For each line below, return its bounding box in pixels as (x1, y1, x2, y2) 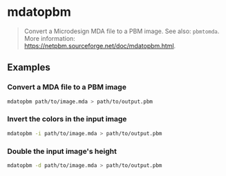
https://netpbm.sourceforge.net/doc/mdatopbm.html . (23, 41, 176, 50)
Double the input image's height (7, 146, 117, 156)
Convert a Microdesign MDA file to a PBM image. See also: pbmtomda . (23, 27, 220, 35)
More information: (23, 34, 76, 42)
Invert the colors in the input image (7, 115, 127, 124)
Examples (7, 61, 50, 73)
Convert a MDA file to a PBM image (7, 82, 126, 92)
